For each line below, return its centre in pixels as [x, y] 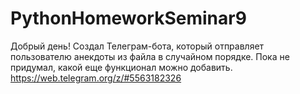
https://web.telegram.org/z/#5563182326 [96, 78]
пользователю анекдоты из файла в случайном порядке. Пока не [150, 56]
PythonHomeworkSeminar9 [128, 18]
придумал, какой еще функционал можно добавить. [121, 67]
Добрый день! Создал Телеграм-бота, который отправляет [137, 46]
